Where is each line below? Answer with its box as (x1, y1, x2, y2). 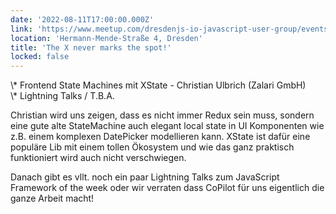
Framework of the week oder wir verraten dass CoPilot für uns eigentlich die (10, 182, 325, 194)
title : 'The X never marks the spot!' (10, 42, 172, 53)
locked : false (10, 52, 70, 62)
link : (10, 24, 33, 34)
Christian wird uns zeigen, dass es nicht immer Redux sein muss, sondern (10, 109, 315, 121)
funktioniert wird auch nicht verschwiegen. (10, 152, 187, 164)
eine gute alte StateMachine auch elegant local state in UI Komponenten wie (10, 120, 325, 132)
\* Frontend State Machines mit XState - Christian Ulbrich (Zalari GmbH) (10, 79, 307, 91)
